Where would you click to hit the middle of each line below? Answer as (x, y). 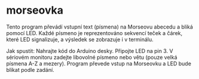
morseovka (35, 10)
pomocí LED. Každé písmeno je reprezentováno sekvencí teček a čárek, (94, 33)
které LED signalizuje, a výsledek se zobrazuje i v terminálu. (80, 39)
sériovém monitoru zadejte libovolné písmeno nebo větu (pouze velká (92, 57)
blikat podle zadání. (30, 69)
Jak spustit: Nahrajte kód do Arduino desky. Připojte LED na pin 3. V (90, 50)
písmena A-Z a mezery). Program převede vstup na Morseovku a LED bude (99, 64)
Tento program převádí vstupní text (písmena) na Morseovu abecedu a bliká (99, 27)
